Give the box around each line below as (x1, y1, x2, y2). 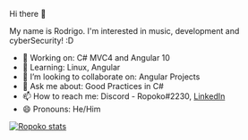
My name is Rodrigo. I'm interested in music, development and (9, 26, 240, 36)
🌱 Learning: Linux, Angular (21, 62, 121, 72)
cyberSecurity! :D (9, 36, 74, 45)
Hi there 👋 (9, 9, 47, 19)
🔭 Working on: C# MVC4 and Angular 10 (21, 53, 170, 62)
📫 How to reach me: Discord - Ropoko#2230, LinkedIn (21, 91, 226, 102)
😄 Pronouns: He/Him (21, 103, 101, 114)
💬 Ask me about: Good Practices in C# (21, 81, 164, 91)
